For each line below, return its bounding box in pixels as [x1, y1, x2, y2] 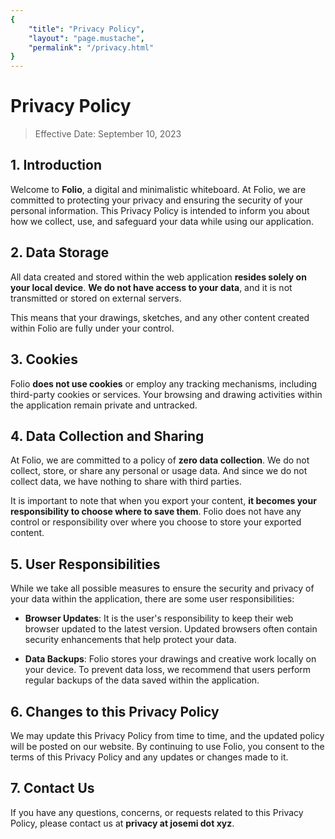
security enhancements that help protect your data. [24, 634, 237, 646]
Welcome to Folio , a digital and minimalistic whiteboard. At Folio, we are [10, 183, 307, 195]
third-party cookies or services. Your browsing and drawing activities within [10, 388, 323, 400]
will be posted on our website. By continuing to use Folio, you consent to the [10, 740, 325, 752]
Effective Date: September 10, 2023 [34, 128, 182, 140]
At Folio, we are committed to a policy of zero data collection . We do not [10, 454, 310, 466]
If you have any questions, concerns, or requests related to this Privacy [10, 806, 304, 818]
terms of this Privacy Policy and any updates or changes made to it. [10, 751, 289, 763]
